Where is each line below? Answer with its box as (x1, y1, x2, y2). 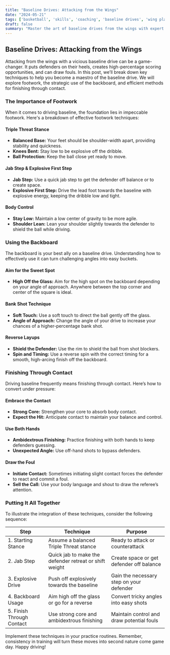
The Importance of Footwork (5, 98, 77, 105)
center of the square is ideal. (12, 289, 73, 295)
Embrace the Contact (5, 398, 51, 404)
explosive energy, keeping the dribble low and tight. (12, 193, 120, 199)
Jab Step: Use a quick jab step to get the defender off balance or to (12, 177, 154, 183)
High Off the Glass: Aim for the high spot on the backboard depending (12, 279, 160, 285)
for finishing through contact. (5, 85, 66, 91)
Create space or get (111, 554, 158, 561)
